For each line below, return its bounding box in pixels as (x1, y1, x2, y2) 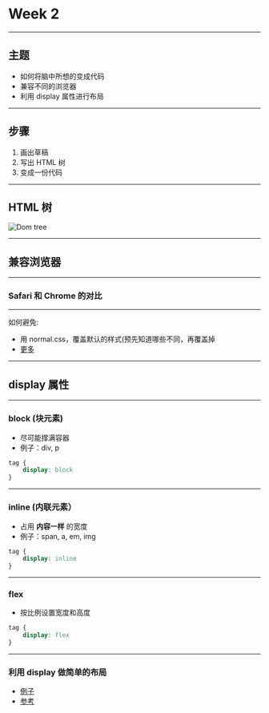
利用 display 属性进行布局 (19, 91, 104, 101)
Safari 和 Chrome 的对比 (8, 290, 102, 301)
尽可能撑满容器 (19, 433, 70, 442)
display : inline (22, 554, 78, 563)
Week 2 (8, 5, 60, 23)
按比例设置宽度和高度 (19, 608, 90, 618)
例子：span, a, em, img (19, 531, 96, 541)
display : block (22, 466, 74, 474)
